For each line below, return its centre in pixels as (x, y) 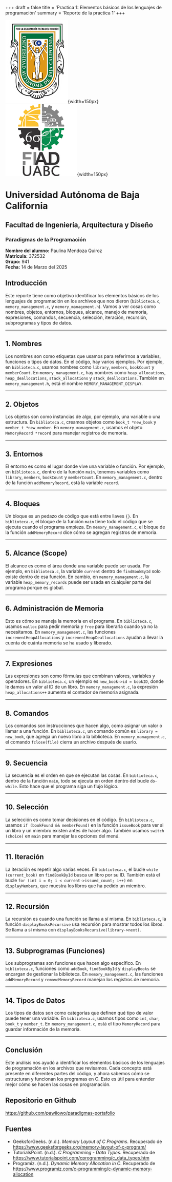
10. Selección (27, 807)
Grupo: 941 (17, 261)
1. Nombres (24, 344)
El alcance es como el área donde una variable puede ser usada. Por (78, 566)
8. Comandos (27, 713)
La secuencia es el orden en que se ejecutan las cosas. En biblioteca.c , (82, 775)
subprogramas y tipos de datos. (39, 322)
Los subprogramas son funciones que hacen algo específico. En (73, 963)
